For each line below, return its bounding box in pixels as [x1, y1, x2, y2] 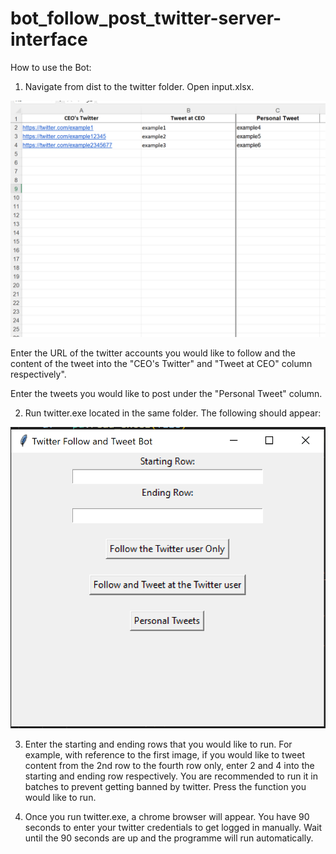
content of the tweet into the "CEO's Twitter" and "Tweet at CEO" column [10, 357, 313, 369]
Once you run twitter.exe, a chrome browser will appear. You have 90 [24, 811, 310, 823]
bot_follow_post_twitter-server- [10, 7, 282, 30]
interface [10, 28, 88, 51]
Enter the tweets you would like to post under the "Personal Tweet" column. [10, 387, 323, 399]
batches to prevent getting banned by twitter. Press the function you [24, 781, 307, 793]
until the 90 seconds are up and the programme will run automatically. [24, 832, 314, 844]
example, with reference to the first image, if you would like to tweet [24, 749, 305, 761]
